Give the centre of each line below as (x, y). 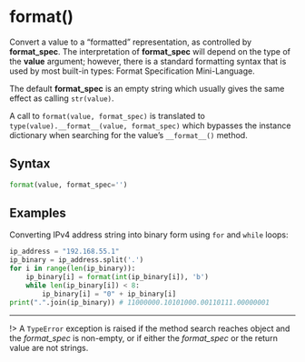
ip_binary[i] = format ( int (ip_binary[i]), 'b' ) (117, 277)
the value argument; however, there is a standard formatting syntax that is (148, 61)
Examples (38, 213)
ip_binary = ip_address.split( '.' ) (77, 260)
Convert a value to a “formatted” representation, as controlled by (131, 42)
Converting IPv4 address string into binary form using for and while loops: (149, 235)
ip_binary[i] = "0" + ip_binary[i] (109, 294)
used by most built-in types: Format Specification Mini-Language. (133, 71)
